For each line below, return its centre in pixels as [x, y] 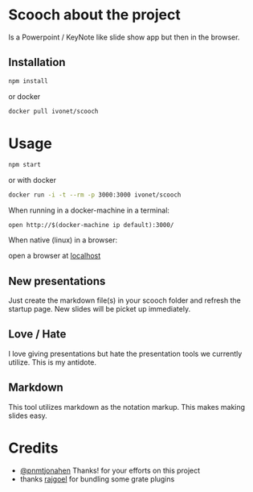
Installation [37, 62]
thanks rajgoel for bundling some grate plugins [97, 479]
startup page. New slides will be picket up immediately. [100, 309]
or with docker [33, 180]
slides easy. [28, 416]
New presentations [57, 281]
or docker [24, 96]
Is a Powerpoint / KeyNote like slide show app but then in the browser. [124, 37]
